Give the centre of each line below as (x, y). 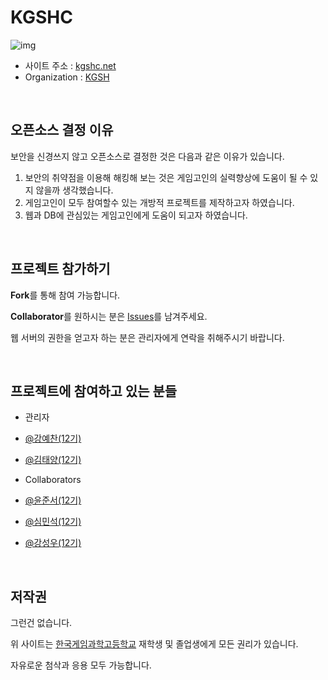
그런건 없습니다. (41, 623)
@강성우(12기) (53, 543)
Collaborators (53, 480)
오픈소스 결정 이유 (62, 130)
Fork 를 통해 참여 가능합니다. (65, 295)
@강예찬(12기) (53, 438)
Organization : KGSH (67, 77)
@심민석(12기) (53, 522)
